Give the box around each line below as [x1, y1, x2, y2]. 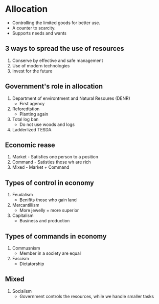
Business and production [19, 218, 70, 224]
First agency [19, 100, 45, 106]
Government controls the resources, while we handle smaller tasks [19, 293, 154, 299]
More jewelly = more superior [19, 208, 79, 213]
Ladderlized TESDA [12, 126, 52, 132]
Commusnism [12, 245, 40, 251]
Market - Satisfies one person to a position [12, 154, 99, 160]
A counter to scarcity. [12, 25, 56, 30]
